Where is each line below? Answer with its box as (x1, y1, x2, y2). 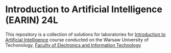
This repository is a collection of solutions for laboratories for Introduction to (5, 31, 166, 37)
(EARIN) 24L (5, 14, 59, 26)
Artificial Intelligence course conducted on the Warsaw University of (5, 37, 149, 43)
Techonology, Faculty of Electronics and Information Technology (5, 42, 141, 48)
